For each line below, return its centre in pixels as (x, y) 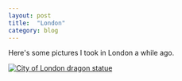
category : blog (33, 30)
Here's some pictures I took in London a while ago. (91, 53)
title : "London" (37, 23)
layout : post (30, 15)
